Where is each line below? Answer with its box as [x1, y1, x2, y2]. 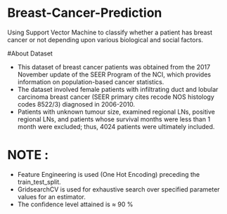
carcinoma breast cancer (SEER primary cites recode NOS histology [17, 93, 214, 101]
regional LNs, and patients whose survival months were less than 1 [17, 114, 211, 123]
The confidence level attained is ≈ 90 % [17, 200, 134, 208]
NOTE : [7, 147, 49, 163]
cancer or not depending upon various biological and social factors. [7, 35, 204, 44]
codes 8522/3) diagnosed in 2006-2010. [17, 100, 136, 108]
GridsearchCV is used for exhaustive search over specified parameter [17, 185, 220, 194]
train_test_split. [17, 178, 61, 186]
